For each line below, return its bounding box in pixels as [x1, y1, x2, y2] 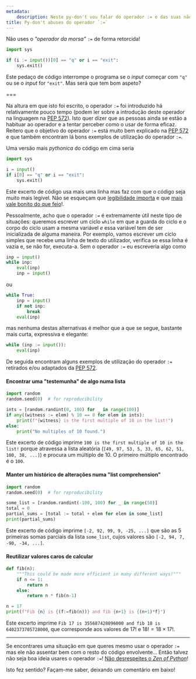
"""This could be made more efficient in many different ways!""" [16, 571, 181, 577]
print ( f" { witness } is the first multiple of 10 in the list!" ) [16, 418, 174, 423]
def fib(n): [6, 566, 35, 572]
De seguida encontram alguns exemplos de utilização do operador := [6, 358, 173, 366]
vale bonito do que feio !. [6, 200, 65, 208]
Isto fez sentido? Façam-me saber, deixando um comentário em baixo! [6, 666, 176, 673]
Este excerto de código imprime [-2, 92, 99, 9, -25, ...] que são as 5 [6, 527, 182, 534]
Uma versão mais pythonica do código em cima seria [6, 144, 134, 151]
